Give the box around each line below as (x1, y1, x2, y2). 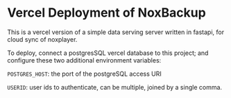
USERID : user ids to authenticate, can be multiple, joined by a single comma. (7, 83, 223, 91)
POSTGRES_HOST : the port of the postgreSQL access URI (7, 70, 162, 78)
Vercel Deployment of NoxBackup (7, 5, 206, 21)
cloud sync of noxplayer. (7, 35, 78, 43)
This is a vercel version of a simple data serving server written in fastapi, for (7, 28, 224, 36)
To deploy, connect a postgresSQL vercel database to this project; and (7, 49, 209, 57)
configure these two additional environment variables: (7, 56, 162, 64)
